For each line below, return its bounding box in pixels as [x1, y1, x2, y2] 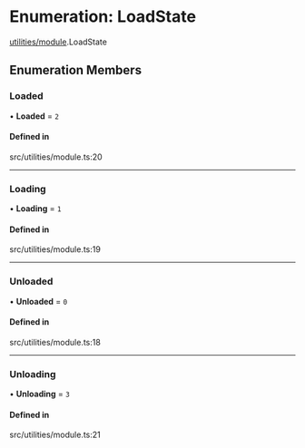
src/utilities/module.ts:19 [9, 244, 102, 255]
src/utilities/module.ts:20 [9, 151, 103, 162]
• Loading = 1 [9, 203, 62, 214]
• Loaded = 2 [9, 111, 59, 122]
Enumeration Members [9, 63, 143, 78]
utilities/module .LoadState [9, 36, 107, 47]
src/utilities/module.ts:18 [9, 336, 102, 347]
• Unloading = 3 [9, 388, 70, 400]
